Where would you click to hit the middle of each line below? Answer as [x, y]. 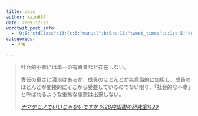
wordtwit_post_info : [32, 28]
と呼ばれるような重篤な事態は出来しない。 [72, 94]
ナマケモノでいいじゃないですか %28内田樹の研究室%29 [90, 107]
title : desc [21, 11]
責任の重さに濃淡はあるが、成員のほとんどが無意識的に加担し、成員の [106, 79]
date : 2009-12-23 [27, 22]
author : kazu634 [26, 17]
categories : [21, 39]
